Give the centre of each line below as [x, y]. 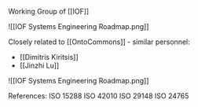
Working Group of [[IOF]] [49, 11]
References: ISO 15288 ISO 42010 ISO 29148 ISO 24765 [99, 96]
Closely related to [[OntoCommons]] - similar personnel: [99, 42]
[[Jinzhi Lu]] [39, 65]
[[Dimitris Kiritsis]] [49, 57]
